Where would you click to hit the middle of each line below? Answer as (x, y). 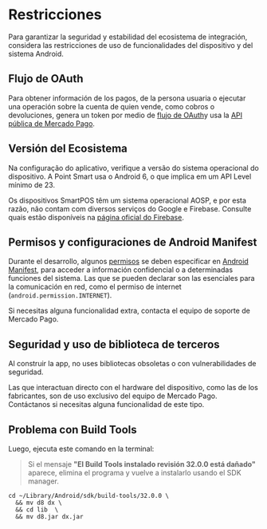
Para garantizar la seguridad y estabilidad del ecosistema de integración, (128, 37)
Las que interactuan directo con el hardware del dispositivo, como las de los (133, 388)
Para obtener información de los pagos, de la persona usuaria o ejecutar (127, 98)
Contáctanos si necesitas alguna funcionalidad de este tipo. (106, 405)
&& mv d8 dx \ (39, 503)
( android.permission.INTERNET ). (60, 295)
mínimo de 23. (32, 184)
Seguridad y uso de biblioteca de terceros (114, 344)
